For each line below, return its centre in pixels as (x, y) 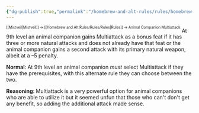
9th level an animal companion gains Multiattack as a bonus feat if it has (94, 37)
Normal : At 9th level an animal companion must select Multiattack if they (95, 67)
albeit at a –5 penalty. (32, 56)
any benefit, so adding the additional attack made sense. (75, 104)
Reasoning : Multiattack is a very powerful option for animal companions (94, 91)
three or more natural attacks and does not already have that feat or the (94, 43)
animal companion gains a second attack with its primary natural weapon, (96, 49)
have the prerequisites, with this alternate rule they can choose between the (99, 73)
